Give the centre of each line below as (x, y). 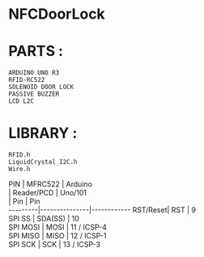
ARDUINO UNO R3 (34, 73)
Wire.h (19, 169)
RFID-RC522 (27, 80)
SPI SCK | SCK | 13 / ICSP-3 (55, 245)
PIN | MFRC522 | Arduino (51, 184)
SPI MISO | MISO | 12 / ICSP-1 (57, 236)
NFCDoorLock (57, 14)
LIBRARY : (43, 133)
